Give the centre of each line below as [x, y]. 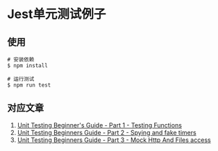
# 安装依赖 [21, 60]
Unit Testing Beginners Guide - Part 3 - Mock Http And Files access [114, 140]
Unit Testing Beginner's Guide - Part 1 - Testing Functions [100, 125]
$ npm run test [29, 85]
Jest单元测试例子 [57, 14]
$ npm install [28, 66]
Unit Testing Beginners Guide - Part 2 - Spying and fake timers [107, 132]
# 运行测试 [21, 79]
